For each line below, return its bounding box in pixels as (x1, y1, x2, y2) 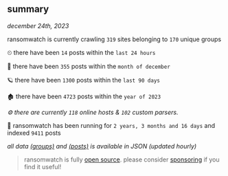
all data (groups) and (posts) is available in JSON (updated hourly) (7, 142, 197, 150)
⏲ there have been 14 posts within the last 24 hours (7, 48, 156, 56)
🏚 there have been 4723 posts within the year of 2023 (7, 92, 161, 100)
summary (7, 3, 49, 15)
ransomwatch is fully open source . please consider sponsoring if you (23, 155, 220, 164)
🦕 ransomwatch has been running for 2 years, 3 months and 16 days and (7, 121, 216, 129)
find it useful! (23, 162, 62, 170)
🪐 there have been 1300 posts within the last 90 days (7, 76, 160, 84)
